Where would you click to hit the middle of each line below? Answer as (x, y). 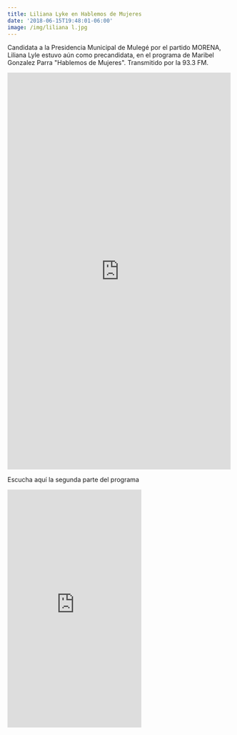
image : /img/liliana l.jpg (47, 27)
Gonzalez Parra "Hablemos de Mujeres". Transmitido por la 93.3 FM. (108, 63)
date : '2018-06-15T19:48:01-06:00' (60, 21)
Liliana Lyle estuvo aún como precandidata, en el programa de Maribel (111, 55)
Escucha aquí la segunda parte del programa (73, 480)
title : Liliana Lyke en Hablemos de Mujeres (75, 14)
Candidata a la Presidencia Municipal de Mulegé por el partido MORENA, (114, 48)
